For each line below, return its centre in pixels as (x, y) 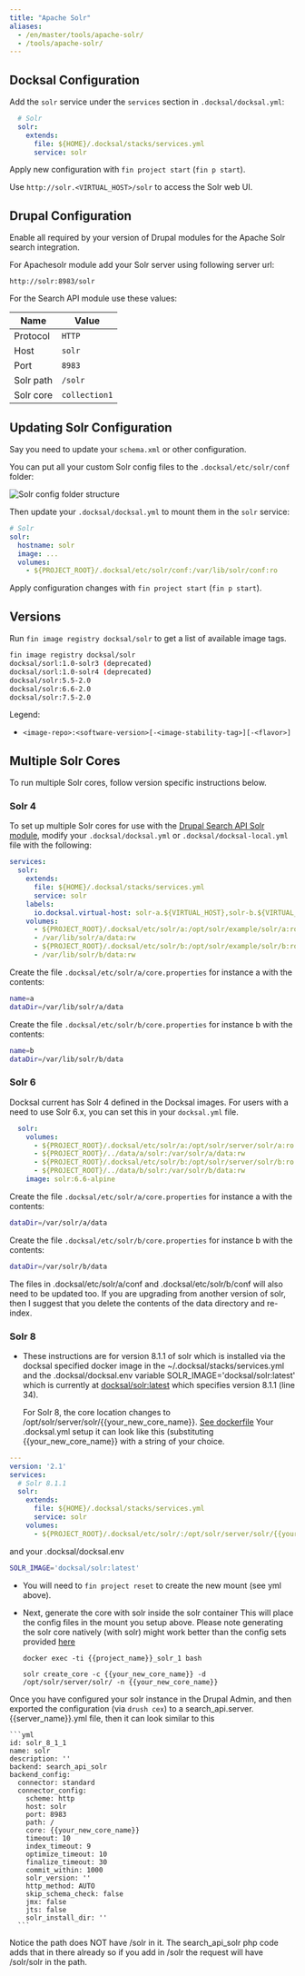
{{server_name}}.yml (49, 1718)
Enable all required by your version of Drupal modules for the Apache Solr (148, 238)
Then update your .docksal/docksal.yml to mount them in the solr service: (150, 512)
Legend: (25, 715)
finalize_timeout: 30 (66, 1862)
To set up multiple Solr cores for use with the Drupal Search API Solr (137, 826)
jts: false (46, 1910)
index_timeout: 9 (59, 1846)
